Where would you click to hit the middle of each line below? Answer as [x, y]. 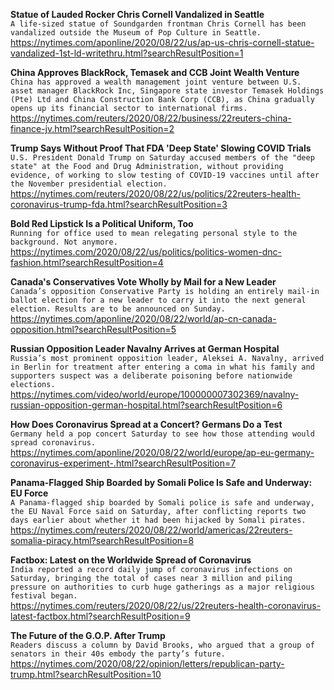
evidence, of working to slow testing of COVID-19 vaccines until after [165, 175]
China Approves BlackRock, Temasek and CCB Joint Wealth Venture [155, 72]
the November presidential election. [89, 184]
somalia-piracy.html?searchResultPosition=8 [102, 540]
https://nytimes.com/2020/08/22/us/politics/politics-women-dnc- [146, 252]
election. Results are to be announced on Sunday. [118, 309]
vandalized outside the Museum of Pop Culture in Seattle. [136, 33]
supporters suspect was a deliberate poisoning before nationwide [151, 376]
